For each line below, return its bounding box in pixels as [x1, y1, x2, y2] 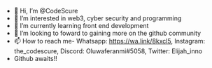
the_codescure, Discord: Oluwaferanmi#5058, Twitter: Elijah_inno [13, 47, 203, 55]
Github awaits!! [13, 55, 57, 62]
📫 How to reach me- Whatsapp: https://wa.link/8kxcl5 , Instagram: [13, 37, 206, 45]
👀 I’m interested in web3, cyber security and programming [13, 14, 182, 22]
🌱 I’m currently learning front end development [13, 22, 149, 29]
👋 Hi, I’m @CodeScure [13, 7, 78, 15]
